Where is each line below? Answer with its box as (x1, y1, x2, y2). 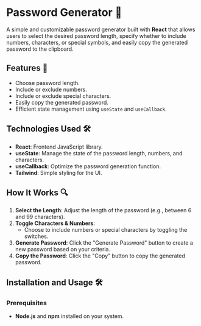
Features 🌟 (6, 63, 48, 73)
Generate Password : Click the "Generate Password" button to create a (15, 239, 194, 246)
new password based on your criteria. (15, 246, 111, 253)
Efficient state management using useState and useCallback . (15, 105, 167, 113)
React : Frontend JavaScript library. (15, 143, 104, 150)
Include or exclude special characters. (15, 92, 111, 100)
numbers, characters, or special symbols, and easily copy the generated (6, 39, 188, 46)
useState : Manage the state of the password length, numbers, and (15, 149, 183, 157)
